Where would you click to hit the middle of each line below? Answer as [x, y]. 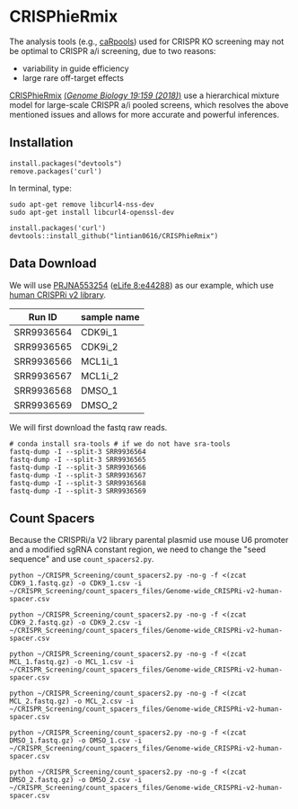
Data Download [53, 264]
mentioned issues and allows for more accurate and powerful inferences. [145, 114]
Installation [41, 142]
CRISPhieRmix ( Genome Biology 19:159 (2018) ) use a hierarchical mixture [145, 95]
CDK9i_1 [99, 332]
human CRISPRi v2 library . [57, 295]
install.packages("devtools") [66, 164]
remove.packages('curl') [56, 171]
